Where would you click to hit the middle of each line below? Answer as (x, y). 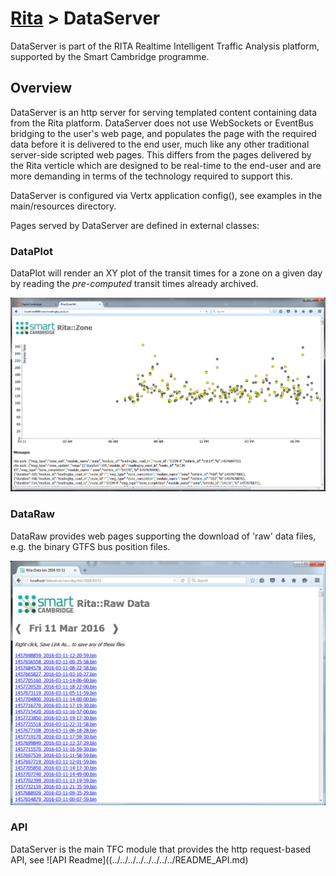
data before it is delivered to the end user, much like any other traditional (160, 144)
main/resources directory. (63, 206)
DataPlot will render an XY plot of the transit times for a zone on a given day (166, 273)
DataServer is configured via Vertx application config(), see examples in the (166, 195)
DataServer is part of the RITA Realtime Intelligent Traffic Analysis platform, (165, 46)
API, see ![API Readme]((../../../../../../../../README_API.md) (129, 859)
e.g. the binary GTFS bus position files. (90, 546)
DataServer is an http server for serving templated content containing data (164, 112)
